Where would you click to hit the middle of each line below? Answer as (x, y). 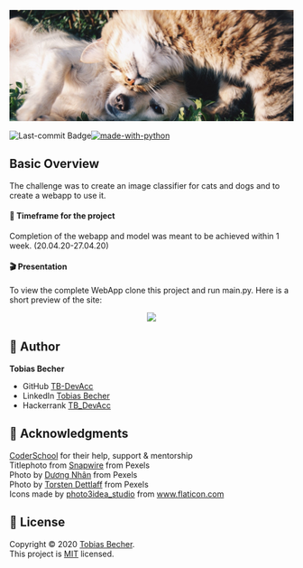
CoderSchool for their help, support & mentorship (101, 455)
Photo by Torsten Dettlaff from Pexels (79, 484)
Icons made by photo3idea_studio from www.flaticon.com (117, 494)
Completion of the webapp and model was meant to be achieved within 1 (144, 236)
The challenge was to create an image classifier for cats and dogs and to (145, 185)
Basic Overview (55, 164)
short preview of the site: (56, 300)
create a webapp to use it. (58, 195)
